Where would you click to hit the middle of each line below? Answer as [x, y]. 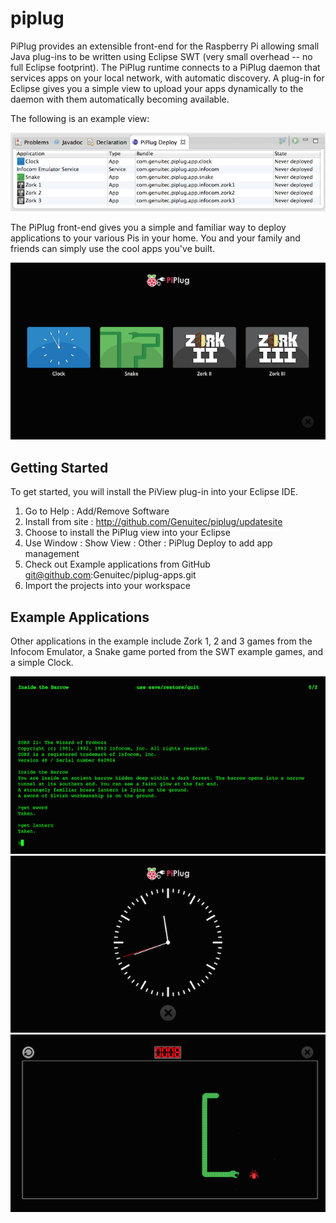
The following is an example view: [80, 118]
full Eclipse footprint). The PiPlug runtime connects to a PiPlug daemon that [165, 67]
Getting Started [59, 467]
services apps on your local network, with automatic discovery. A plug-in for [167, 78]
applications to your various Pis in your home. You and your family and [155, 238]
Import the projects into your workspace [107, 586]
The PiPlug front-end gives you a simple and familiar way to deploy [148, 227]
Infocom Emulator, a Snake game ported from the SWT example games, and [167, 652]
